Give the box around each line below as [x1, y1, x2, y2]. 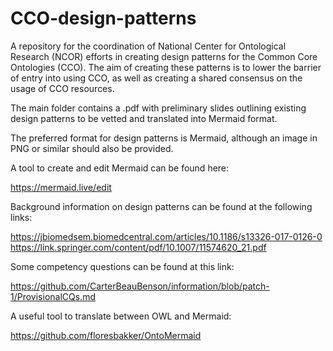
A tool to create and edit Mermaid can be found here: [10, 162, 230, 174]
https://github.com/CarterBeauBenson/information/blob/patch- [10, 280, 270, 292]
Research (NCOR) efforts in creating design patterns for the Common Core [10, 50, 318, 62]
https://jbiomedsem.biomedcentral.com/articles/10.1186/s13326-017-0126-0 [10, 230, 323, 242]
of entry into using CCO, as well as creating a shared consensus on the [10, 72, 303, 84]
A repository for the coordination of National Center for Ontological [10, 40, 287, 52]
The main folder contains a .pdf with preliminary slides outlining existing [10, 102, 307, 114]
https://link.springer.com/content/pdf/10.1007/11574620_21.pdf [10, 241, 267, 253]
